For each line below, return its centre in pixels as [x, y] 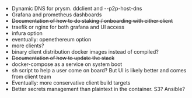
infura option [27, 33]
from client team [31, 76]
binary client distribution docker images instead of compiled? [85, 52]
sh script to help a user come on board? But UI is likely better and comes [99, 70]
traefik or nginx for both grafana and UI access [68, 27]
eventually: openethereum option [51, 39]
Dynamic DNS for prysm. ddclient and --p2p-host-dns [77, 8]
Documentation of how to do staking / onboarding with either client [92, 21]
